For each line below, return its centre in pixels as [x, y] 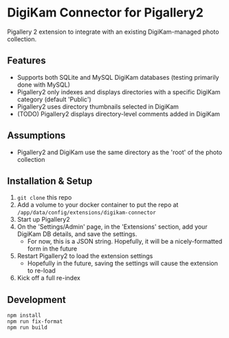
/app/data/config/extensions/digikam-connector [86, 213]
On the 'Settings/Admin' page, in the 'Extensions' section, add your [112, 227]
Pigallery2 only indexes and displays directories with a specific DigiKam [119, 92]
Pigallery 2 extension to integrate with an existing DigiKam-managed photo [113, 32]
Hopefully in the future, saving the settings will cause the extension [123, 264]
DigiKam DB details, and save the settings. [77, 234]
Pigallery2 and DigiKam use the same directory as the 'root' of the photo [120, 152]
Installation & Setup [50, 181]
